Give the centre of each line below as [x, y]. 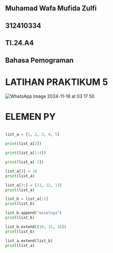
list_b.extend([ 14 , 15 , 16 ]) [36, 227]
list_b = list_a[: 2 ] [27, 199]
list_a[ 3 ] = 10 [21, 171]
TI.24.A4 [20, 43]
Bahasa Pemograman [40, 60]
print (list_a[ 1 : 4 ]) [26, 153]
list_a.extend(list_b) [29, 241]
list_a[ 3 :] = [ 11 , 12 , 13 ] [34, 185]
